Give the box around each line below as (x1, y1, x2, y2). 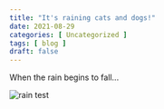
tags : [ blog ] (9, 38, 67, 48)
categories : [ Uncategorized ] (9, 30, 128, 39)
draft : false (9, 47, 59, 56)
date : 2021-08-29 (9, 22, 75, 31)
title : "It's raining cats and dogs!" (9, 13, 156, 23)
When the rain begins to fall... (9, 72, 120, 83)
